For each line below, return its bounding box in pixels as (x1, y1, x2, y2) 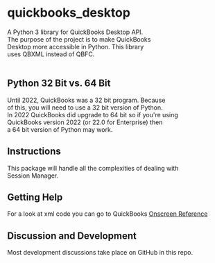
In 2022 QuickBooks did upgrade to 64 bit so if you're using (7, 110, 178, 119)
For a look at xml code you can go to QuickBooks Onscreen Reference (7, 210, 208, 218)
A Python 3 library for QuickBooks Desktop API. (7, 28, 144, 36)
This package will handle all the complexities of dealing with (7, 164, 179, 172)
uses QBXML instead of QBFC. (7, 50, 95, 58)
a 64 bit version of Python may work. (7, 125, 113, 133)
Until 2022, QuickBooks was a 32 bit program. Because (7, 96, 166, 104)
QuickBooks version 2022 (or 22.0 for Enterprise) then (7, 118, 163, 126)
